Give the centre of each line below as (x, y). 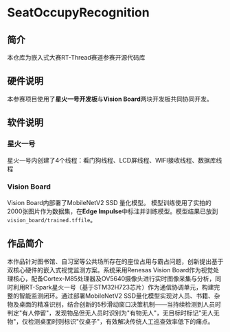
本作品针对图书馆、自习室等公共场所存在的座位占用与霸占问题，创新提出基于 (115, 261)
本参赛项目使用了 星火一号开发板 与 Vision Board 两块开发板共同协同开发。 (110, 99)
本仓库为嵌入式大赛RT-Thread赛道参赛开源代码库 (76, 57)
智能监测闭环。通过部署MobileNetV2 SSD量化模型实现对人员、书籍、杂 (119, 296)
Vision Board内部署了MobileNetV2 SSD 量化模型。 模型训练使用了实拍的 (109, 202)
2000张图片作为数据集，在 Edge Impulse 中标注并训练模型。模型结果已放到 (113, 211)
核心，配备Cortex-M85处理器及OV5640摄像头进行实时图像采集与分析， (114, 278)
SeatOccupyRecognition (78, 13)
